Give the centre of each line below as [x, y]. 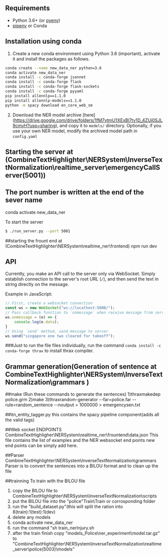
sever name [24, 200]
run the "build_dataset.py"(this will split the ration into [68, 507]
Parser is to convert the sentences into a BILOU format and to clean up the [82, 466]
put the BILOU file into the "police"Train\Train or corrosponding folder [84, 501]
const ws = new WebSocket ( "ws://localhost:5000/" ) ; [60, 308]
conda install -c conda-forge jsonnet [45, 77]
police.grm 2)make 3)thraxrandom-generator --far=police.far [68, 400]
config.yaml [25, 136]
